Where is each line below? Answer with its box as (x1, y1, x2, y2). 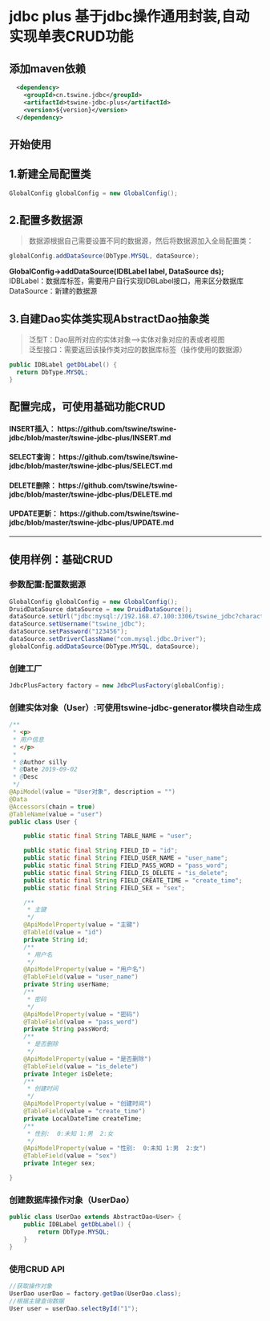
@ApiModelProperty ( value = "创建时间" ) (23, 1100, 151, 1108)
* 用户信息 (12, 735, 45, 744)
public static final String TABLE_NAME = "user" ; (23, 832, 193, 841)
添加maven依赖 (9, 62, 87, 75)
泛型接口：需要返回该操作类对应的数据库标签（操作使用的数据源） (28, 344, 247, 354)
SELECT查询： (9, 452, 58, 462)
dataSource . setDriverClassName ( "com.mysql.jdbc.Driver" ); (9, 635, 207, 643)
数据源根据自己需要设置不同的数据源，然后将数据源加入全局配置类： (28, 236, 254, 245)
